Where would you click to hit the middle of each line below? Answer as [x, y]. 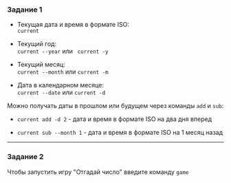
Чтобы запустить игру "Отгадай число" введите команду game [98, 172]
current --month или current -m [63, 72]
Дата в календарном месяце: [60, 85]
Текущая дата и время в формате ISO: [73, 25]
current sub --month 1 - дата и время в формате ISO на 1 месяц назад [120, 133]
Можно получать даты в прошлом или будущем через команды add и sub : [115, 106]
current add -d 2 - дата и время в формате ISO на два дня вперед [114, 119]
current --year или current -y [63, 51]
